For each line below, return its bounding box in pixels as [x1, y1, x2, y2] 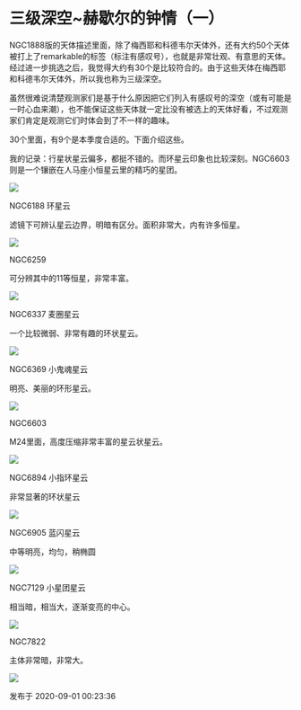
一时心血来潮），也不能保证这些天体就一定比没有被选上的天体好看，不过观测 [9, 103, 288, 114]
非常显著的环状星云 [9, 491, 81, 501]
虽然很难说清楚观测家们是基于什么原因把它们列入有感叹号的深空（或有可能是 [9, 92, 292, 103]
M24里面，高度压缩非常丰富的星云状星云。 [9, 436, 168, 447]
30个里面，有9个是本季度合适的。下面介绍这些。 [9, 134, 190, 145]
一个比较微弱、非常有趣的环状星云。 [9, 327, 143, 338]
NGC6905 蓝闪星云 [9, 527, 81, 537]
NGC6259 [9, 253, 47, 265]
